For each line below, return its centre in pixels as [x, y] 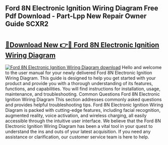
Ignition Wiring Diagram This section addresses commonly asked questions [83, 99]
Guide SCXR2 [27, 24]
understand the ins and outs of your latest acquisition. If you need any [78, 131]
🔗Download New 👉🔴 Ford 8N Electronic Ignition [82, 45]
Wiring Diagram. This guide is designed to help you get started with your [81, 78]
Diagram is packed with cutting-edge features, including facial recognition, [83, 110]
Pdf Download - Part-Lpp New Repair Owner [76, 16]
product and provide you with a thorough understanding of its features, [79, 83]
